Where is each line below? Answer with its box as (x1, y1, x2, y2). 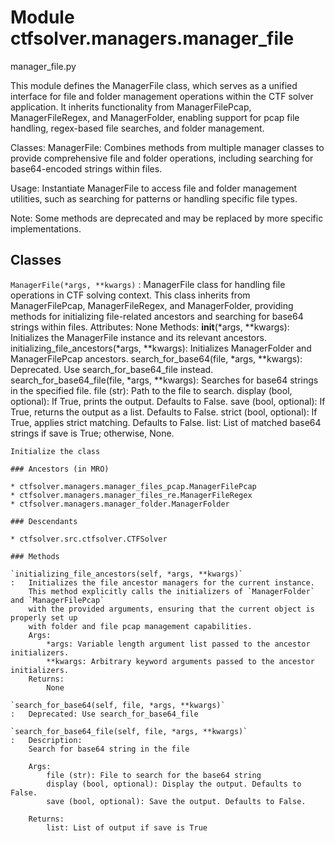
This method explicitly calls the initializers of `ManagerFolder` (28, 586, 315, 596)
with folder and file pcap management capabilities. (28, 621, 253, 631)
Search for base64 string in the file (28, 744, 190, 754)
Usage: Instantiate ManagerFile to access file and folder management (10, 182, 297, 194)
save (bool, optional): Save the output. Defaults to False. (46, 796, 307, 806)
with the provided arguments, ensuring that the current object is (28, 604, 315, 614)
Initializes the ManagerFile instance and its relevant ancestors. (10, 331, 267, 343)
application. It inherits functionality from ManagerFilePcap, (10, 101, 252, 113)
